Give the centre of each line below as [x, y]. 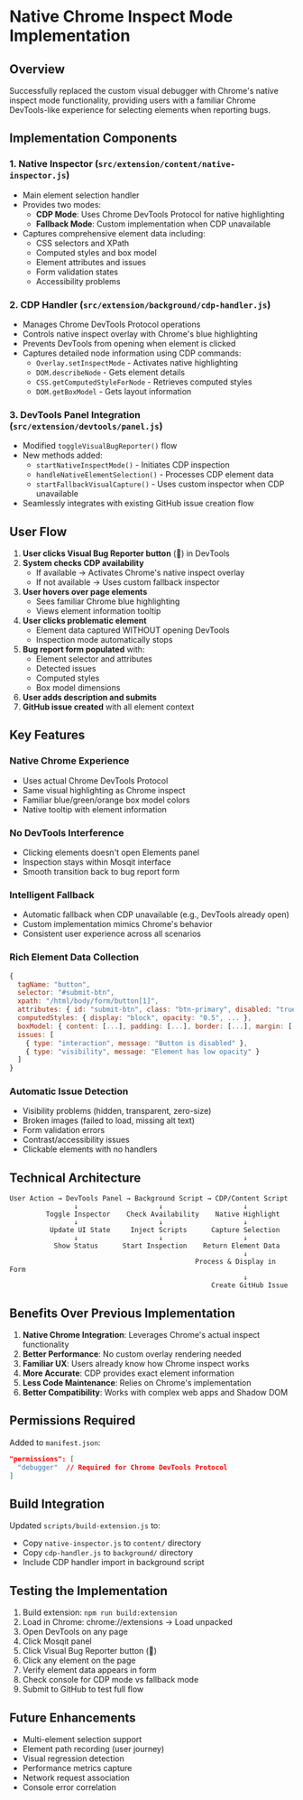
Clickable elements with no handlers [90, 1149]
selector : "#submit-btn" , [66, 993]
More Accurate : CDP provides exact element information [128, 1373]
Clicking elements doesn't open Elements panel [111, 853]
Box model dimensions [78, 688]
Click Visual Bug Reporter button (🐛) [90, 1651]
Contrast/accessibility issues [76, 1140]
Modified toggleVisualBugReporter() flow [100, 446]
